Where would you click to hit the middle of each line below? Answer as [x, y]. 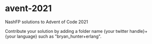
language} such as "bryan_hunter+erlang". [59, 36]
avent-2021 [28, 8]
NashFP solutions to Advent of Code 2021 [47, 22]
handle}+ [139, 31]
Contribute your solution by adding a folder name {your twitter [67, 31]
